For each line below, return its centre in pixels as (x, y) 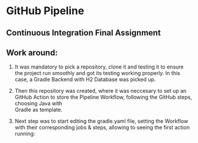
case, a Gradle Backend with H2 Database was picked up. (85, 79)
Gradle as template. (38, 110)
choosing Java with (38, 103)
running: (25, 134)
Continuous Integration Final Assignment (84, 33)
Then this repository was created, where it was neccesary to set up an (100, 91)
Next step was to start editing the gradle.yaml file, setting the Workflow (101, 121)
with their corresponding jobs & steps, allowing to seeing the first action (102, 128)
